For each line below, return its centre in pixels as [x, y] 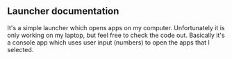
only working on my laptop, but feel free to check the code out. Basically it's [116, 35]
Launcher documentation [63, 11]
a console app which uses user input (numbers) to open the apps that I [109, 42]
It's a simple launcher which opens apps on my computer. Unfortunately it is [116, 27]
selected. [20, 49]
